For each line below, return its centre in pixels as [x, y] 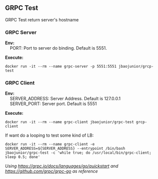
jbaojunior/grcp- [136, 67]
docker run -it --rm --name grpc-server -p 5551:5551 [61, 67]
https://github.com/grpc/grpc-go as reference [52, 171]
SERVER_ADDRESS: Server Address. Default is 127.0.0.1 [65, 99]
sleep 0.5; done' [23, 157]
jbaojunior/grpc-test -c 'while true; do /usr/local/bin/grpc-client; [78, 153]
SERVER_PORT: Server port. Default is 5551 [53, 104]
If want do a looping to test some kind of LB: [49, 135]
